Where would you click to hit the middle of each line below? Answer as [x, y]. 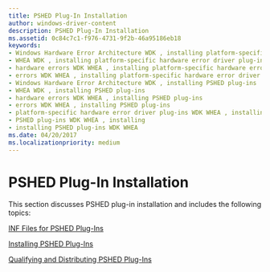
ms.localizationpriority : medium [64, 142]
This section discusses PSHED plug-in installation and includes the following [135, 205]
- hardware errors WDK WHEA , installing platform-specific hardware [127, 68]
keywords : [25, 46]
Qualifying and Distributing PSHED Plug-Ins [80, 260]
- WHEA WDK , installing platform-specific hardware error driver [122, 61]
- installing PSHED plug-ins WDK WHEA [73, 128]
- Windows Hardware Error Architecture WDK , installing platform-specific [138, 53]
